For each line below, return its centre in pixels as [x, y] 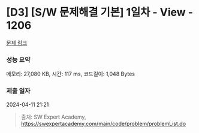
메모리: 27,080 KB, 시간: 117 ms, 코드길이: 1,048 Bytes [70, 74]
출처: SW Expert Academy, [53, 117]
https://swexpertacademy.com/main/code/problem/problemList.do [103, 123]
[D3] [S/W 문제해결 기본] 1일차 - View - [100, 12]
